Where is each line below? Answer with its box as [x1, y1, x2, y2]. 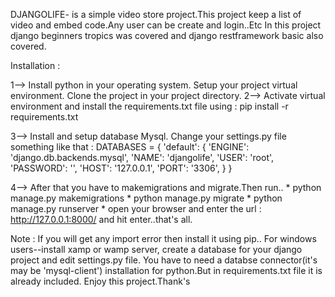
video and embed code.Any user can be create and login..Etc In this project [10, 19, 322, 31]
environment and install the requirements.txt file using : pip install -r [10, 100, 289, 112]
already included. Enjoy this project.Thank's [10, 275, 191, 287]
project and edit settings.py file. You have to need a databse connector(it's [10, 254, 318, 266]
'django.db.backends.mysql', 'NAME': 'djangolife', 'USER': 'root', [10, 152, 275, 163]
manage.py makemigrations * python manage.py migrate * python [10, 192, 283, 204]
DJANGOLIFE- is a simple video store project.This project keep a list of [10, 9, 302, 20]
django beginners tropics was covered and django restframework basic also [10, 30, 324, 41]
